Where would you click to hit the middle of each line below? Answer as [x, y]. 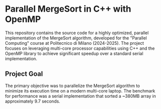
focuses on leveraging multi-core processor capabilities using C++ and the [80, 48]
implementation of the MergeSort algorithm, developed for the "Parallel [76, 38]
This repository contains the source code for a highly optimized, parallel [77, 33]
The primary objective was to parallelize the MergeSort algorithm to [72, 86]
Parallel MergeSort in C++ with [68, 9]
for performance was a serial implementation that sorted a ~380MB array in [80, 96]
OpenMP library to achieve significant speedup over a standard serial [74, 53]
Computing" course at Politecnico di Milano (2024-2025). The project [74, 43]
